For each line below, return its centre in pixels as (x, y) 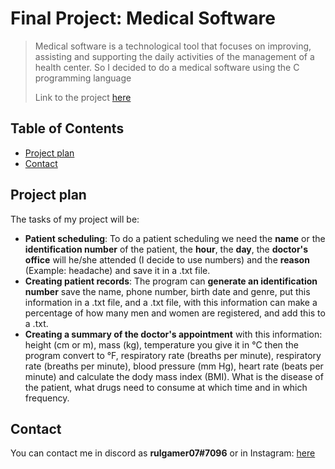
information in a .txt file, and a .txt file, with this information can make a (171, 302)
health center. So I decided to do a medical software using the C (167, 67)
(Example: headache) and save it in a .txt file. (117, 270)
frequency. (47, 398)
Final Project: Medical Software (143, 18)
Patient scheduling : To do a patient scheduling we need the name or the (175, 238)
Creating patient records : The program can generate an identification (171, 281)
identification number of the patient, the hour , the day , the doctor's (166, 249)
